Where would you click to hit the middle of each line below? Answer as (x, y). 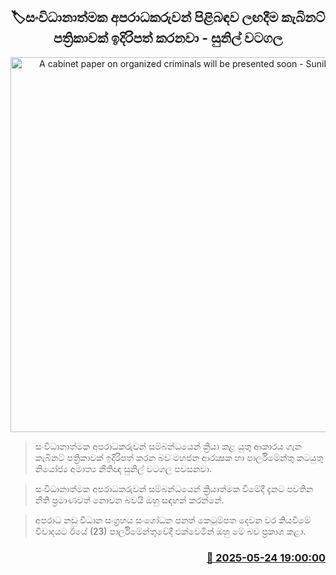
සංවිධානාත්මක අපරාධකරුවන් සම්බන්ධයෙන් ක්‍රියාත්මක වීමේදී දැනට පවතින (174, 488)
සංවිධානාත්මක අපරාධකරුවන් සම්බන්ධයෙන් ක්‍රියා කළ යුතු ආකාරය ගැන (168, 446)
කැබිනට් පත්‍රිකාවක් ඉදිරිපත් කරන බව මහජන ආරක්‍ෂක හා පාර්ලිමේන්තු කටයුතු (179, 457)
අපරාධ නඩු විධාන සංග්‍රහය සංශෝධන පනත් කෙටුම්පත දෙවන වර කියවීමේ (173, 520)
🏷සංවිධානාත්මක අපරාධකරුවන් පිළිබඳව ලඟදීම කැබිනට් (168, 17)
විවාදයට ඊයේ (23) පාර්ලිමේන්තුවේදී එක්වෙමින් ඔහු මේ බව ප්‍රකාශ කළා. (170, 531)
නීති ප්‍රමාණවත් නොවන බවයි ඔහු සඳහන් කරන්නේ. (129, 500)
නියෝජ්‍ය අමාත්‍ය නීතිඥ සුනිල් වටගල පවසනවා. (123, 468)
